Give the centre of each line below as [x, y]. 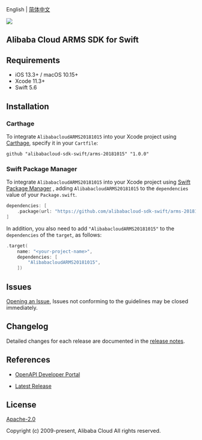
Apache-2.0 [21, 419]
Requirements [33, 60]
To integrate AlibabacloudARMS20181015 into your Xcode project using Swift [98, 182]
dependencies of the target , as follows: [54, 235]
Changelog [27, 327]
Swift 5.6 [26, 88]
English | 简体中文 [28, 9]
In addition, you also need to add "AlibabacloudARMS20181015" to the [90, 228]
